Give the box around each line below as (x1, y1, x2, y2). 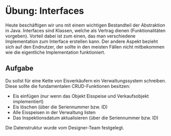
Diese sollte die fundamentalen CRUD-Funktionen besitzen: (5, 83, 130, 89)
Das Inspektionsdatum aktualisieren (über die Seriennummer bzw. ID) (12, 115, 159, 121)
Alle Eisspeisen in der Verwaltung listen (12, 109, 96, 115)
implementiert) (12, 98, 44, 104)
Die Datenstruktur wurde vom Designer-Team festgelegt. (5, 124, 125, 130)
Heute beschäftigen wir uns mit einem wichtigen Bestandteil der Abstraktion (5, 22, 165, 28)
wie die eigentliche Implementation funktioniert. (5, 49, 106, 55)
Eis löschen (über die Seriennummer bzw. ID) (12, 104, 108, 110)
